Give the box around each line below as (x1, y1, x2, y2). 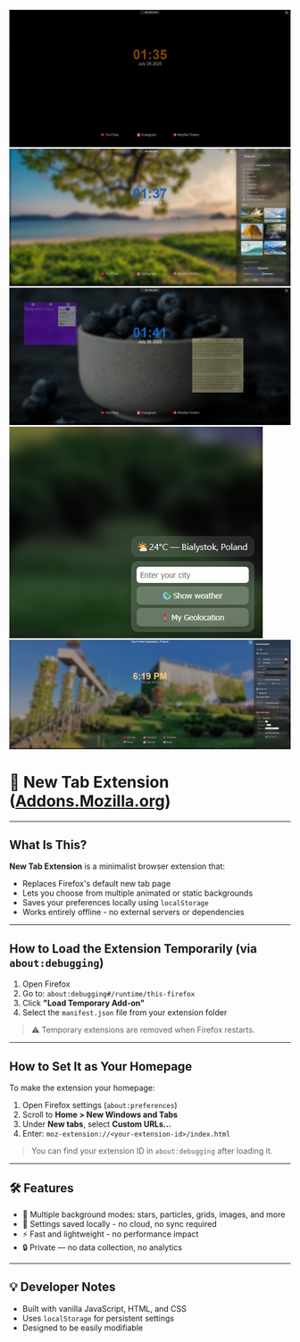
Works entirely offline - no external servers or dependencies (21, 907, 245, 918)
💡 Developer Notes (9, 1279, 116, 1295)
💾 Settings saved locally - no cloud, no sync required (21, 1218, 217, 1229)
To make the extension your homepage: (9, 1082, 155, 1094)
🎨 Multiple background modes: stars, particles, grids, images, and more (21, 1209, 286, 1220)
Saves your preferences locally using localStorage (21, 897, 209, 908)
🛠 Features (9, 1180, 74, 1196)
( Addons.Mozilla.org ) (9, 791, 171, 811)
